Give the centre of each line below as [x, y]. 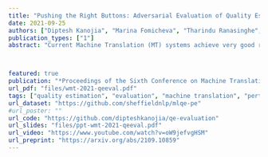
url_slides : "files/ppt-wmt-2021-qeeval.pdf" [85, 126]
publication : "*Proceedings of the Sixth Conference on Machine [117, 81]
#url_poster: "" [35, 111]
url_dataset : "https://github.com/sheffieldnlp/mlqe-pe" [105, 103]
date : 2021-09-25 [37, 23]
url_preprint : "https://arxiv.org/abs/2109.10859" [94, 140]
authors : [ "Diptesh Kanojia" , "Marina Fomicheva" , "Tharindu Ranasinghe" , [135, 30]
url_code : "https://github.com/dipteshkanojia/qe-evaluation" [114, 118]
